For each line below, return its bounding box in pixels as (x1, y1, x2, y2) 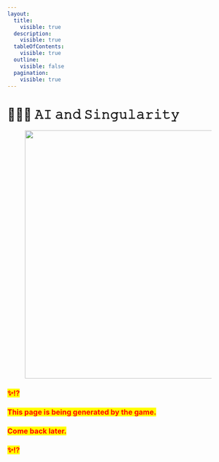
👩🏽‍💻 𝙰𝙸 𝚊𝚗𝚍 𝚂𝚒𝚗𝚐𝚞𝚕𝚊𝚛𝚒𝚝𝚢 (7, 107, 180, 122)
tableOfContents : (13, 43, 65, 50)
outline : (13, 56, 39, 63)
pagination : (13, 69, 49, 76)
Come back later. (7, 426, 67, 436)
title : (13, 17, 33, 24)
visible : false (20, 63, 65, 70)
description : (13, 30, 52, 37)
